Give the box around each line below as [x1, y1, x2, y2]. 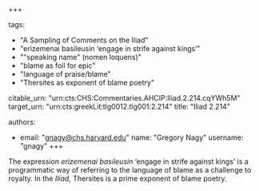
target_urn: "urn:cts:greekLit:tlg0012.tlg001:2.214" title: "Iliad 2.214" [8, 101, 230, 111]
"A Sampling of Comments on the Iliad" [19, 35, 149, 45]
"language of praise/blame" [19, 70, 112, 78]
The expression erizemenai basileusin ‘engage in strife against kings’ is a [8, 157, 249, 166]
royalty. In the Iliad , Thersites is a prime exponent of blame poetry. [8, 173, 227, 183]
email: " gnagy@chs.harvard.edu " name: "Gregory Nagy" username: [19, 133, 244, 142]
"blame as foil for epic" [19, 61, 96, 70]
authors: [8, 117, 36, 126]
